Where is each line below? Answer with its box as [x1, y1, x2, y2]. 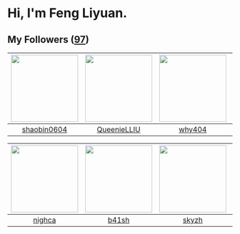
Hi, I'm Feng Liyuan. [7, 5, 127, 21]
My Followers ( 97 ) [7, 34, 89, 46]
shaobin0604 [21, 125, 68, 134]
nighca [33, 215, 56, 225]
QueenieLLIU [96, 125, 141, 134]
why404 [178, 125, 207, 134]
